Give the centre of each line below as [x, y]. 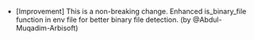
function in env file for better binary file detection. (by [103, 20]
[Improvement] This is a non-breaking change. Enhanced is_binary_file [131, 11]
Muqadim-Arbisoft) [47, 28]
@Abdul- [207, 20]
